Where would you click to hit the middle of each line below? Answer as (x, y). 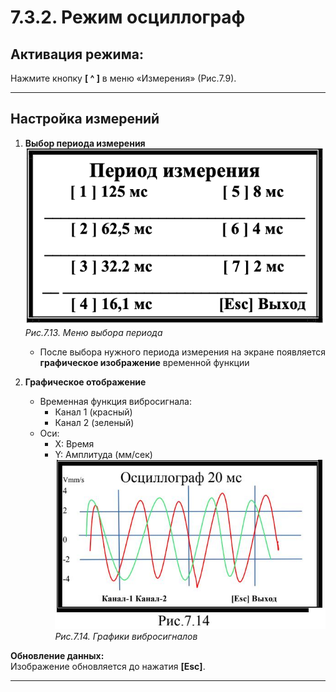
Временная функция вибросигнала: (115, 402)
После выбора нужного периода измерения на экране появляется (183, 352)
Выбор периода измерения (85, 143)
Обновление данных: (57, 655)
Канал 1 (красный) (93, 412)
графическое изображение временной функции (144, 363)
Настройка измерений (85, 119)
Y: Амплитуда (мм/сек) (103, 455)
